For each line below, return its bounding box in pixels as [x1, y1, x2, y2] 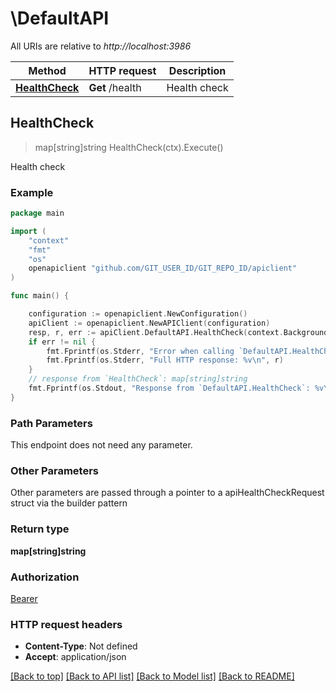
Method [28, 63, 67, 77]
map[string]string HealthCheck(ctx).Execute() [34, 141, 224, 153]
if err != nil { [28, 337, 97, 347]
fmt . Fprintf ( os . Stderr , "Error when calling [46, 346, 235, 356]
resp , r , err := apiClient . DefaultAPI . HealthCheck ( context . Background [28, 327, 329, 337]
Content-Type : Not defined [24, 640, 138, 652]
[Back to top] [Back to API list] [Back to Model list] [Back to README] [10, 670, 295, 682]
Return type [10, 522, 70, 536]
